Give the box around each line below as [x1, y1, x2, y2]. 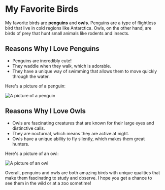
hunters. [12, 141, 30, 147]
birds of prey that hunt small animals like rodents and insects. [5, 30, 130, 36]
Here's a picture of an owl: [5, 151, 59, 156]
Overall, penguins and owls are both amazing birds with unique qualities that [5, 169, 160, 176]
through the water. [12, 73, 50, 79]
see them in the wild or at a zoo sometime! [5, 180, 91, 186]
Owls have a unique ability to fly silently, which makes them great [12, 136, 145, 142]
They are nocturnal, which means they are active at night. [12, 130, 130, 136]
